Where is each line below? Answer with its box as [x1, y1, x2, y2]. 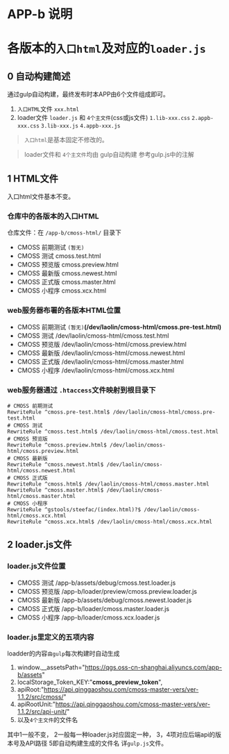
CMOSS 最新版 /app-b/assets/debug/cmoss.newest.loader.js [17, 596, 192, 604]
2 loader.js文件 [7, 539, 72, 551]
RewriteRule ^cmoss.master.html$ [7, 486, 104, 493]
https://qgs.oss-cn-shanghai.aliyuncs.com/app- [84, 663, 222, 671]
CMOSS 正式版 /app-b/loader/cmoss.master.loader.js [17, 604, 170, 612]
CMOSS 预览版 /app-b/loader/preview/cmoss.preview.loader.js [17, 587, 198, 595]
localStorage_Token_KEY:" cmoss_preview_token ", [17, 678, 163, 686]
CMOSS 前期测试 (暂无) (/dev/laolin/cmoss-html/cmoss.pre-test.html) [17, 323, 222, 331]
